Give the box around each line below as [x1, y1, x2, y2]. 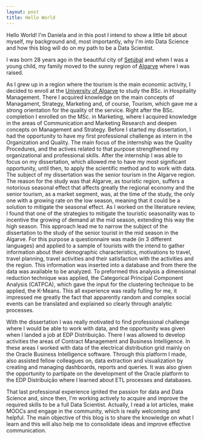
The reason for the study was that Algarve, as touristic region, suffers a [6, 177, 185, 185]
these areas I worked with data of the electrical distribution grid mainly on [6, 344, 190, 351]
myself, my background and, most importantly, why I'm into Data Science [6, 38, 189, 45]
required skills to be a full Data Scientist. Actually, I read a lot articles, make [6, 401, 194, 408]
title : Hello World [6, 15, 56, 21]
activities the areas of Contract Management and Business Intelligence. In [6, 338, 191, 345]
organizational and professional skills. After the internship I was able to [6, 151, 183, 158]
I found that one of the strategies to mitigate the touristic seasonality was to [6, 209, 195, 217]
